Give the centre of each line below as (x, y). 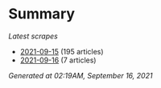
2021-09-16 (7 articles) (58, 60)
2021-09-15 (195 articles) (62, 51)
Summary (41, 14)
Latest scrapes (33, 36)
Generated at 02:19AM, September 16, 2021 (80, 75)
